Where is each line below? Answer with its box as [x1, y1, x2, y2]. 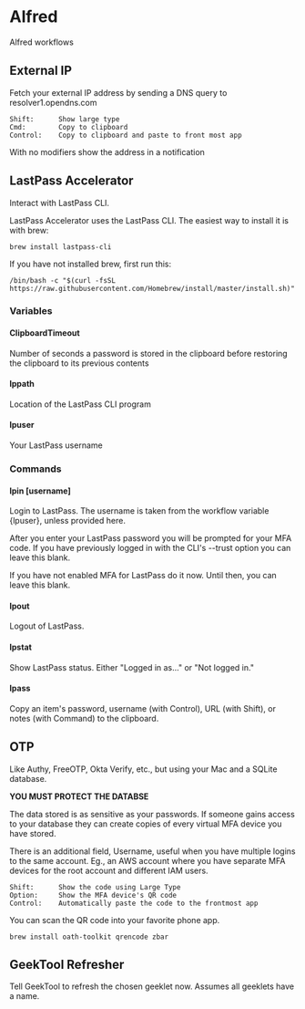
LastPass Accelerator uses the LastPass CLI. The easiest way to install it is [9, 214, 290, 225]
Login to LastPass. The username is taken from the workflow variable [9, 505, 269, 516]
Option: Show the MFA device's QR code [9, 890, 178, 900]
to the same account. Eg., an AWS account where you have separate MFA [9, 855, 286, 866]
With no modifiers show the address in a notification [9, 146, 205, 157]
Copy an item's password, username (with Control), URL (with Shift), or [9, 702, 276, 713]
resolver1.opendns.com [9, 97, 97, 108]
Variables [9, 305, 53, 317]
